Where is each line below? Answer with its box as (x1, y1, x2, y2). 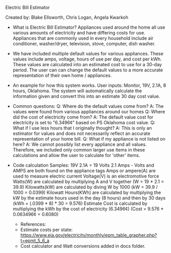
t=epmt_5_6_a (20, 238, 50, 243)
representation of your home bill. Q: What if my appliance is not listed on (12, 136, 165, 142)
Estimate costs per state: (20, 227, 73, 232)
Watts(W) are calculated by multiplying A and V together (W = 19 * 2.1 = (12, 179, 164, 184)
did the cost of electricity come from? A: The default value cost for (12, 114, 154, 120)
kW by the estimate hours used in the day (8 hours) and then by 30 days (12, 195, 166, 201)
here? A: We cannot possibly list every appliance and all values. (12, 141, 147, 147)
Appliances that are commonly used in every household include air (12, 35, 154, 41)
